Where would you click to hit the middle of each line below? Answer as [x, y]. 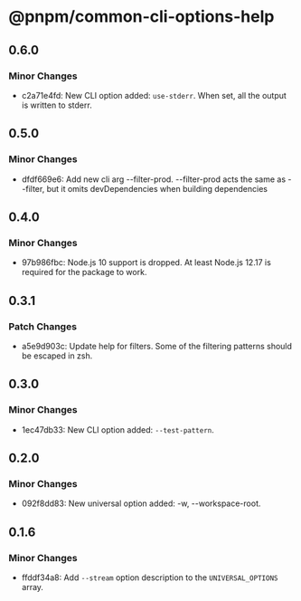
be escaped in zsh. [57, 356]
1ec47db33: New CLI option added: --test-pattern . [118, 429]
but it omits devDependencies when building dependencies [157, 188]
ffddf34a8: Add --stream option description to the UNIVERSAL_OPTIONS [150, 577]
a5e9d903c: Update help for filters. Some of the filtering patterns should [157, 346]
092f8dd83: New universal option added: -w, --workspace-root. [141, 503]
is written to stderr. [56, 105]
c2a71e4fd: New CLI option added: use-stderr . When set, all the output [154, 95]
